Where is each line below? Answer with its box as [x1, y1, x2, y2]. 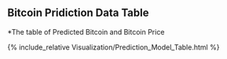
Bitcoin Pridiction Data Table [7, 6, 150, 20]
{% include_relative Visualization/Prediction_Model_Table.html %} [7, 42, 220, 52]
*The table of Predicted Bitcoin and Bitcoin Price [7, 27, 165, 36]
